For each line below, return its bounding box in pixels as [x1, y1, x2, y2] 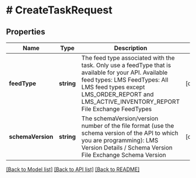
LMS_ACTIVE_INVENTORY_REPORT [81, 97, 180, 106]
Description [114, 44, 148, 52]
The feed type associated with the [81, 54, 175, 62]
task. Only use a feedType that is [81, 61, 171, 69]
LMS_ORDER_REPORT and [81, 90, 154, 98]
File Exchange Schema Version [81, 151, 166, 159]
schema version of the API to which [81, 129, 179, 137]
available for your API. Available [81, 68, 168, 76]
